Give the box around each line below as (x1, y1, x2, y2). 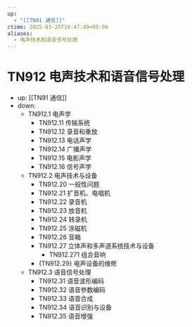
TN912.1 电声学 (27, 110, 72, 118)
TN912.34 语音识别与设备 (38, 303, 113, 312)
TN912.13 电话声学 (38, 136, 91, 145)
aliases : (7, 30, 33, 37)
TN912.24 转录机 (38, 215, 88, 224)
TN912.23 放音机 (38, 207, 88, 215)
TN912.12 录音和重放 (38, 127, 98, 136)
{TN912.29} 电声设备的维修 (38, 259, 117, 268)
